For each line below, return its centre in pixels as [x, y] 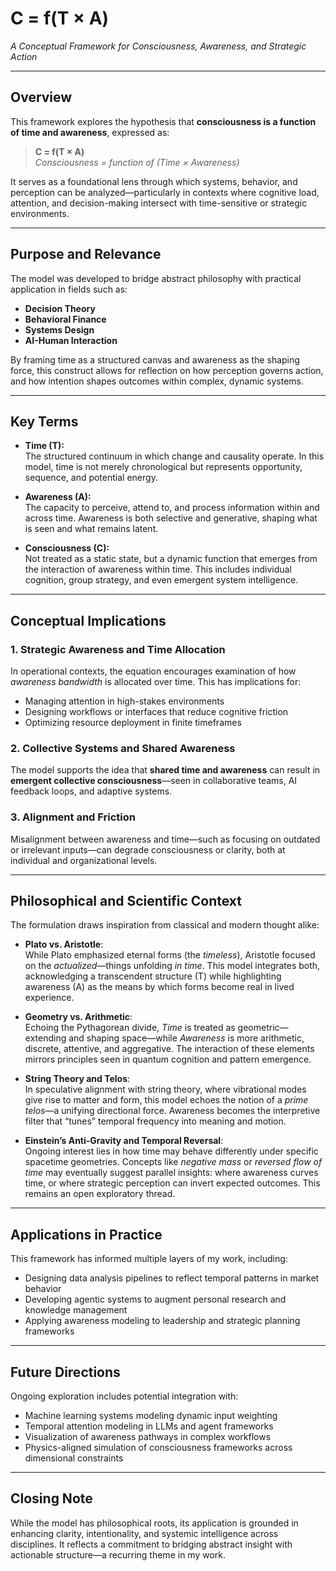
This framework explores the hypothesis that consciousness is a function [163, 121]
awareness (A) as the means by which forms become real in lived [159, 987]
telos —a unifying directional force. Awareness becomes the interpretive [172, 1111]
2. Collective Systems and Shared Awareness [123, 748]
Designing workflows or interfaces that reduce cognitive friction [156, 712]
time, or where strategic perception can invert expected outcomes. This [172, 1183]
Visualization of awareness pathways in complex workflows [148, 1437]
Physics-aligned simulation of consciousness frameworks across [158, 1448]
